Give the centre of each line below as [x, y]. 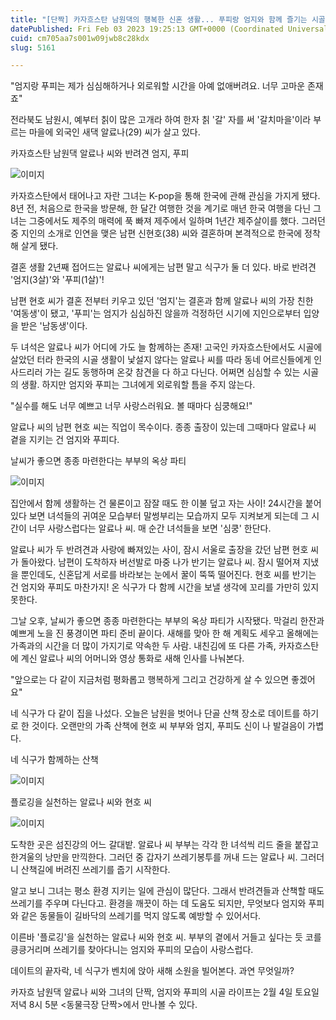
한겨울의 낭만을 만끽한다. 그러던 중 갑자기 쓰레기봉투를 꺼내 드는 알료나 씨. [154, 857]
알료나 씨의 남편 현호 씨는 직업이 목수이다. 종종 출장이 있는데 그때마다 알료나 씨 [163, 427]
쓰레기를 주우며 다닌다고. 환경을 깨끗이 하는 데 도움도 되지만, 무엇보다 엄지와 [158, 903]
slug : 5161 [33, 47]
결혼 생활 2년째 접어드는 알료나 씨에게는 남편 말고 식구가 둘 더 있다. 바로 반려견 [163, 267]
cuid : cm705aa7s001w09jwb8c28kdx [80, 38]
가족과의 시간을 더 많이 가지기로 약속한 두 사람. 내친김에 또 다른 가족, [143, 646]
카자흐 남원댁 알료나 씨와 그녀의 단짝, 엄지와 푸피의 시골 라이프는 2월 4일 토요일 [165, 992]
